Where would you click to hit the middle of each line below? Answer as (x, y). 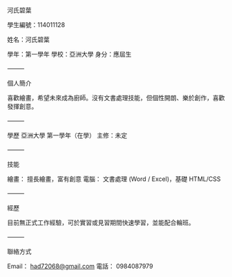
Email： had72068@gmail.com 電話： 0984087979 (80, 266)
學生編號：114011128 (36, 25)
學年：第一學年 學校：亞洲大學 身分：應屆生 (69, 54)
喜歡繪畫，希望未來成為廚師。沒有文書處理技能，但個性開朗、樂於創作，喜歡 (116, 98)
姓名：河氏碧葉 (28, 39)
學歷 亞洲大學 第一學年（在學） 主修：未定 (67, 135)
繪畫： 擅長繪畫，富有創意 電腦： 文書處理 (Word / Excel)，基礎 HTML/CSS (114, 179)
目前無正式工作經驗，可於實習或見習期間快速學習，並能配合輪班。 (101, 222)
